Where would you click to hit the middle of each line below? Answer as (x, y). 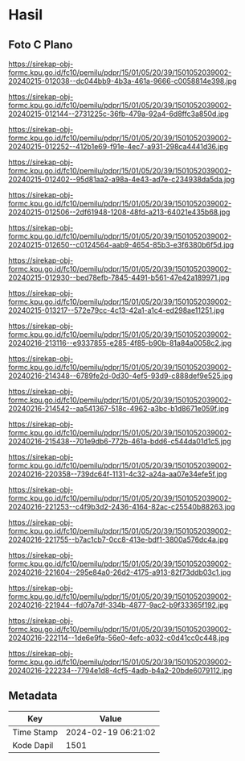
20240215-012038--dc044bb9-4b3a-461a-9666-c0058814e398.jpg (122, 81)
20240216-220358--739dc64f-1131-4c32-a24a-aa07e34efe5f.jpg (118, 474)
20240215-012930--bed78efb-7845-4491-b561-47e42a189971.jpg (119, 277)
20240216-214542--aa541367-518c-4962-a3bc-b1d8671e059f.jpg (118, 408)
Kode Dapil (33, 745)
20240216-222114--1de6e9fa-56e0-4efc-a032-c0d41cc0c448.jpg (119, 638)
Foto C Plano (41, 45)
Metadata (33, 696)
